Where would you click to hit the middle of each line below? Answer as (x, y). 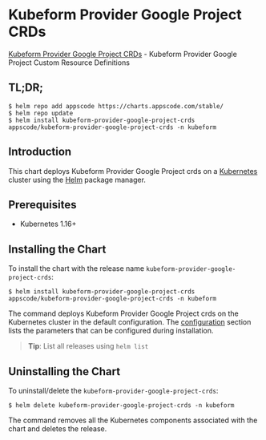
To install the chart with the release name (77, 268)
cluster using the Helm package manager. (77, 180)
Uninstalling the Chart (64, 371)
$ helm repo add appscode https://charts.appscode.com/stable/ (116, 106)
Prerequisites (42, 205)
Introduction (40, 152)
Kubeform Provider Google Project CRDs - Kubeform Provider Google (123, 54)
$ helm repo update (41, 113)
